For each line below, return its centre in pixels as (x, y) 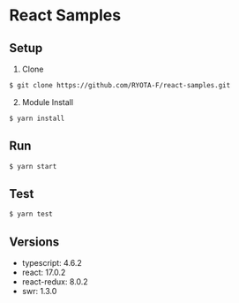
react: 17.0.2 (44, 272)
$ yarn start (33, 166)
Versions (34, 242)
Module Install (47, 102)
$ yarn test (31, 214)
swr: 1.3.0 (39, 291)
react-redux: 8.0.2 (55, 281)
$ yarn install (37, 118)
